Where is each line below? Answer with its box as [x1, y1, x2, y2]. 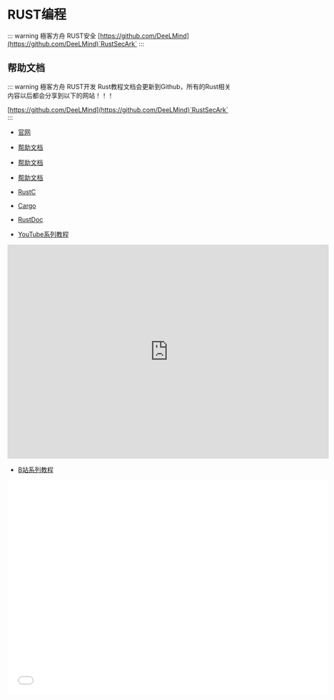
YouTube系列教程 [17, 230, 69, 238]
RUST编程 [7, 6, 66, 23]
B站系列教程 [17, 465, 54, 474]
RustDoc [17, 215, 44, 223]
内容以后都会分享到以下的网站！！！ [7, 91, 114, 100]
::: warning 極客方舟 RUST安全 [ [7, 31, 101, 40]
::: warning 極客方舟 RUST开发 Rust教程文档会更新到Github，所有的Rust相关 [7, 82, 231, 91]
